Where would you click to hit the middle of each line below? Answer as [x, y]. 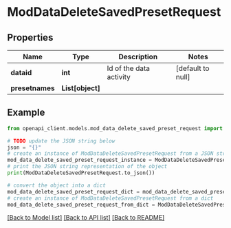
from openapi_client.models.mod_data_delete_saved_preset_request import [115, 128]
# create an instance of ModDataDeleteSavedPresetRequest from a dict [110, 198]
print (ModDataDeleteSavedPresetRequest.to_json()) [81, 173]
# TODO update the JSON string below [61, 141]
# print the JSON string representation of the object [87, 167]
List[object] [81, 88]
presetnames [33, 88]
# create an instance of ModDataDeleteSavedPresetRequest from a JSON [110, 154]
